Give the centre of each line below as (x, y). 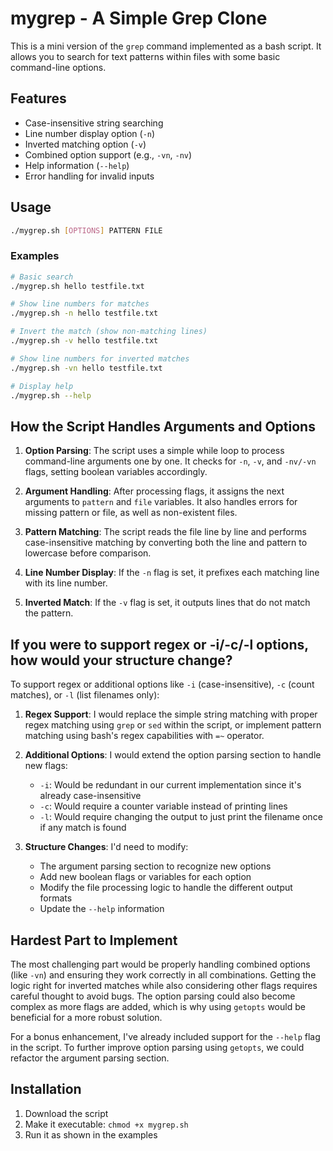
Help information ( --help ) (77, 165)
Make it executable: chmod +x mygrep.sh (106, 1124)
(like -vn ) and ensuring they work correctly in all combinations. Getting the (163, 974)
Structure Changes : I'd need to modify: (106, 847)
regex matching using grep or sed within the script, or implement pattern (173, 725)
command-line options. (58, 67)
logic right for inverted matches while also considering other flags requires (164, 985)
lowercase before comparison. (88, 553)
